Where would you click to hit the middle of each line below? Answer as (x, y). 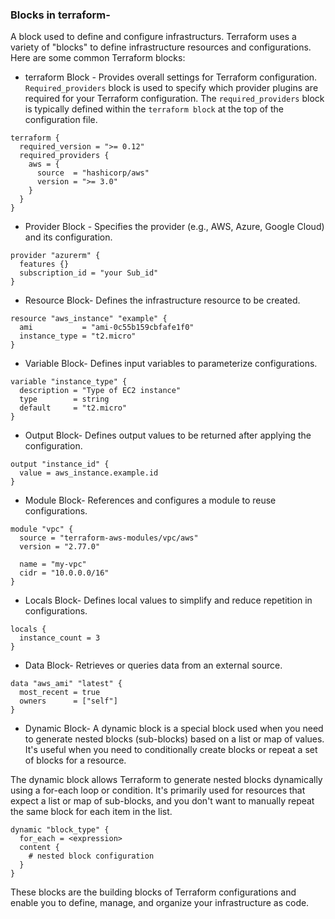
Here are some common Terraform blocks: (98, 58)
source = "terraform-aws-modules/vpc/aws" (109, 538)
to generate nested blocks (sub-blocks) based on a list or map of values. (174, 739)
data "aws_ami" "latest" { (66, 684)
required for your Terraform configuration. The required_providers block (174, 99)
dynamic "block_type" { (60, 830)
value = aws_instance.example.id (89, 473)
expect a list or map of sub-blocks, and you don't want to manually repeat (162, 801)
